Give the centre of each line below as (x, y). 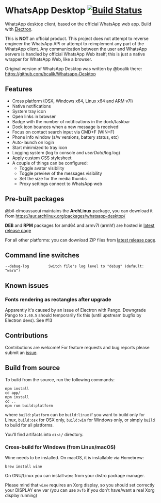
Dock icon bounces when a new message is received (65, 127)
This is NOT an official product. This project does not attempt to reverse (77, 38)
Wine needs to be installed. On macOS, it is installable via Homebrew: (74, 457)
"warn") (13, 271)
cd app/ (13, 393)
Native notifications (32, 106)
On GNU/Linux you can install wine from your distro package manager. (75, 475)
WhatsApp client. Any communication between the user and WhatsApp (76, 49)
